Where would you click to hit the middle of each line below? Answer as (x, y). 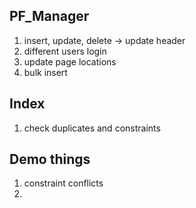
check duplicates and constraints (92, 128)
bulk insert (45, 72)
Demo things (50, 159)
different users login (65, 51)
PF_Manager (49, 16)
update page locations (70, 61)
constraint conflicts (63, 183)
